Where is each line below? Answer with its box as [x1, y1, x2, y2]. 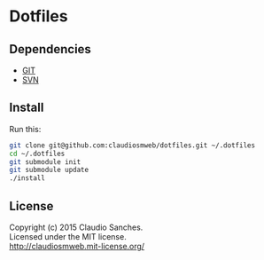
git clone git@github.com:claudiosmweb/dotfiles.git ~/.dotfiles [9, 140, 255, 150]
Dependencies [9, 42, 91, 57]
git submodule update [9, 166, 89, 175]
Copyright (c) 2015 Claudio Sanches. [9, 222, 144, 232]
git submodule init [9, 157, 82, 166]
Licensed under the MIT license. [9, 232, 127, 241]
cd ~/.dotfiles [9, 149, 66, 158]
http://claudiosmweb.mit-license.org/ [9, 241, 144, 251]
